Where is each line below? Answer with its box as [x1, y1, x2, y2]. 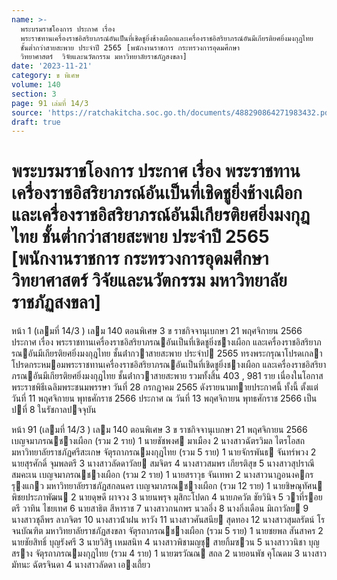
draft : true [11, 117, 61, 127]
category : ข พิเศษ [11, 71, 80, 81]
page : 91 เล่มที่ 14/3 [11, 98, 89, 108]
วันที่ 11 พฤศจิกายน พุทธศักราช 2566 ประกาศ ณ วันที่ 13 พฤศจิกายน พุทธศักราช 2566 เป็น [11, 392, 318, 405]
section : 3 [11, 89, 57, 99]
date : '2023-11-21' [11, 61, 93, 71]
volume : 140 [11, 80, 61, 90]
